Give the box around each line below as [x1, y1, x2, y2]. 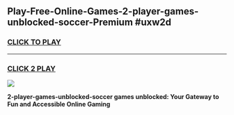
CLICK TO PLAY [7, 38, 61, 47]
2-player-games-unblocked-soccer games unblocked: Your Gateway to [7, 92, 219, 100]
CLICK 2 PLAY [7, 63, 56, 73]
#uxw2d [134, 17, 172, 29]
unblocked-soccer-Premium [7, 17, 134, 29]
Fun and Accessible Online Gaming [7, 100, 111, 108]
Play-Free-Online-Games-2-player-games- [7, 6, 199, 17]
